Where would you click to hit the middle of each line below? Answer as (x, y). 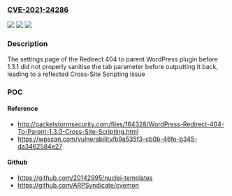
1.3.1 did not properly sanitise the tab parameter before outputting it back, (113, 66)
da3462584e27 (40, 146)
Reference (23, 109)
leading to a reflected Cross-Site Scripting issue (76, 74)
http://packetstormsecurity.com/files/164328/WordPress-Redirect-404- (121, 124)
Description (28, 44)
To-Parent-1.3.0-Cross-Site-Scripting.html (78, 131)
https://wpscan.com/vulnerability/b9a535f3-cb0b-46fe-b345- (107, 139)
